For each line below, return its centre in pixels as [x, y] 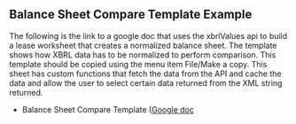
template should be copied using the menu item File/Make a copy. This [138, 64]
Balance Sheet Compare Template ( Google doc [108, 109]
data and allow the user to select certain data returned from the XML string [146, 82]
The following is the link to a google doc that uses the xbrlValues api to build [148, 35]
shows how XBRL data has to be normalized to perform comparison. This [143, 54]
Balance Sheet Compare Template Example [131, 15]
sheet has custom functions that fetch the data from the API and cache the [145, 74]
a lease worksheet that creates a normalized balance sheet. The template [143, 45]
